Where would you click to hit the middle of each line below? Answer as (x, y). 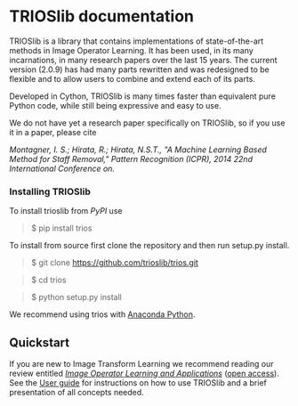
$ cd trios (48, 280)
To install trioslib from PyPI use (66, 211)
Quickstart (40, 342)
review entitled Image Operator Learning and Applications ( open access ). (145, 374)
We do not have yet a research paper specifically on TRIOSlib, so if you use (147, 123)
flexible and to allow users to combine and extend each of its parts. (133, 78)
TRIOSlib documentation (101, 16)
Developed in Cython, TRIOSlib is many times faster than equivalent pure (142, 96)
